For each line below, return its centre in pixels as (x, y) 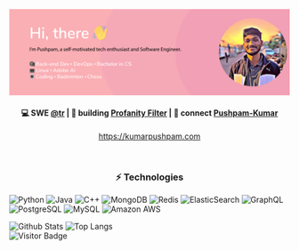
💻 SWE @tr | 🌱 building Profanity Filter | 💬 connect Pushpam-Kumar (149, 113)
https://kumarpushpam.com (149, 136)
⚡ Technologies (149, 177)
